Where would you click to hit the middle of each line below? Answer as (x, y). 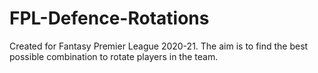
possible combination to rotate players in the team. (114, 56)
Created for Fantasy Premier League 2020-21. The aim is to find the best (159, 46)
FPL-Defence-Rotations (109, 18)
